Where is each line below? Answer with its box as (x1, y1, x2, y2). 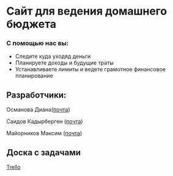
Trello (6, 163, 21, 171)
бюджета (6, 17, 57, 31)
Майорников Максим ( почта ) (6, 130, 83, 137)
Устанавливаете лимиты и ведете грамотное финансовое (15, 66, 166, 73)
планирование (15, 72, 53, 80)
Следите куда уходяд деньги (15, 53, 91, 60)
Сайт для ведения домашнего (6, 4, 167, 18)
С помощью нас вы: (6, 39, 69, 48)
